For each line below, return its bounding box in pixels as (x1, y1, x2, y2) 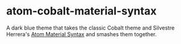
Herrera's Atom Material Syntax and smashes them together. (6, 30, 157, 37)
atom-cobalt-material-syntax (6, 4, 157, 18)
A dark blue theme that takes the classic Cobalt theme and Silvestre (6, 24, 175, 31)
